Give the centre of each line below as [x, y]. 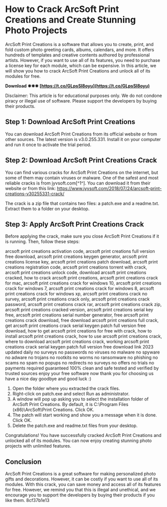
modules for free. [23, 76]
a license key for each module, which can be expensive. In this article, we [81, 65]
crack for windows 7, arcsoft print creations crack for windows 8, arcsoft [80, 288]
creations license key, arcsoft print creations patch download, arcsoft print [82, 262]
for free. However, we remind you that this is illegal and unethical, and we [81, 490]
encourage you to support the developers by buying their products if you [80, 495]
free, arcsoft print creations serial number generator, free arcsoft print [77, 315]
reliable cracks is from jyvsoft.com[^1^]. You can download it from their [78, 183]
